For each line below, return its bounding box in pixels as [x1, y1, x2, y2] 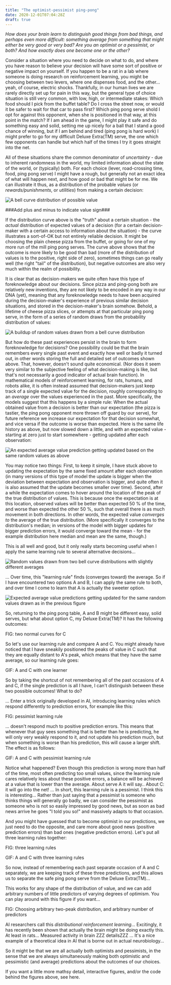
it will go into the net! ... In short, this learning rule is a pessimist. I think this [5, 787, 163, 793]
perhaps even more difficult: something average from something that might [5, 36, 164, 43]
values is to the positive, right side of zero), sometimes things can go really [5, 255, 163, 261]
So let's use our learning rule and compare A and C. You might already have [5, 641, 165, 647]
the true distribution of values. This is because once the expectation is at [5, 495, 159, 501]
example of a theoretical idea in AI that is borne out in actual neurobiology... [5, 938, 164, 944]
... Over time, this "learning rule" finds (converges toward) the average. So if [5, 574, 165, 580]
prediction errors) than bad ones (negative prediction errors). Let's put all [5, 829, 160, 835]
